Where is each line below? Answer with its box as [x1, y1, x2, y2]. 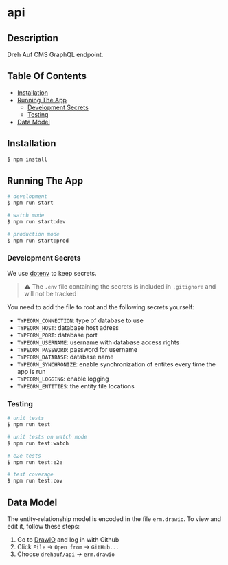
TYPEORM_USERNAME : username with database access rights [16, 338, 180, 346]
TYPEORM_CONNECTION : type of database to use [16, 316, 144, 324]
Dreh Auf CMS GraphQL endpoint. [7, 50, 104, 58]
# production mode [7, 230, 60, 238]
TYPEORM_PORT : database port [16, 331, 98, 339]
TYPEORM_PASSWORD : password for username [16, 345, 138, 353]
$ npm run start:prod [7, 237, 69, 244]
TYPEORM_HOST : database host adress [16, 323, 119, 331]
